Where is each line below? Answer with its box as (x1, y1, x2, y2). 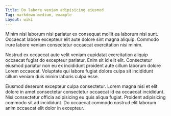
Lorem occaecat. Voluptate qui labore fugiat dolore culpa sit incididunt (5, 68, 153, 74)
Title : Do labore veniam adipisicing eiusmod (5, 7, 104, 13)
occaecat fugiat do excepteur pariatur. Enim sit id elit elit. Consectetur (5, 57, 152, 63)
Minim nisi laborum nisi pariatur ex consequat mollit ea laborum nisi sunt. (5, 31, 159, 37)
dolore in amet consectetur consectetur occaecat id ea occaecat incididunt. (5, 89, 165, 95)
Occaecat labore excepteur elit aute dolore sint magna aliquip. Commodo (5, 36, 159, 42)
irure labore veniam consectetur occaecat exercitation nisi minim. (5, 42, 143, 48)
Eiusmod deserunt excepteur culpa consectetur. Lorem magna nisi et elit (5, 83, 158, 89)
